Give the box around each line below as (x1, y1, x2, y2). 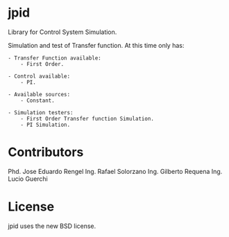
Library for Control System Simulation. (8, 28, 117, 36)
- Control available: (8, 73, 71, 80)
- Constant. (20, 97, 55, 104)
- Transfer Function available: (8, 54, 101, 62)
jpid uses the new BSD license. (8, 222, 96, 230)
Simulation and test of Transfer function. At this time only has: (8, 41, 185, 49)
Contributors (8, 144, 84, 160)
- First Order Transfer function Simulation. (20, 115, 155, 122)
